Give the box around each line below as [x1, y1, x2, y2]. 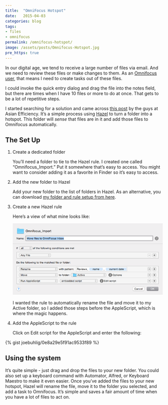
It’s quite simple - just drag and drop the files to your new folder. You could [5, 367, 159, 373]
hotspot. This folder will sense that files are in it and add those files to [5, 116, 148, 122]
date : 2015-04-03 [5, 13, 46, 19]
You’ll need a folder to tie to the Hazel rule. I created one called [12, 159, 142, 165]
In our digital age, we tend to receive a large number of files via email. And [5, 65, 158, 71]
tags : [5, 24, 16, 29]
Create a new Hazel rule [12, 204, 62, 210]
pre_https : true [5, 50, 39, 55]
